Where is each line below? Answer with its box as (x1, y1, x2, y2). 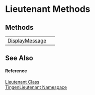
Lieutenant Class (5, 79, 40, 85)
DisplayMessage (7, 37, 47, 44)
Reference (5, 68, 27, 74)
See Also (5, 54, 33, 62)
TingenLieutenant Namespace (5, 84, 67, 90)
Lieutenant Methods (5, 3, 91, 15)
